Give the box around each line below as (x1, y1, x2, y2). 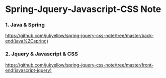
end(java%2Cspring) (5, 38, 49, 44)
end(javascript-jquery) (5, 67, 52, 73)
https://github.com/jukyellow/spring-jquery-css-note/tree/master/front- (5, 61, 154, 68)
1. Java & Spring (5, 21, 45, 28)
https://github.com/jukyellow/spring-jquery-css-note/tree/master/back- (5, 32, 154, 38)
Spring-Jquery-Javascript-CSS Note (5, 3, 161, 15)
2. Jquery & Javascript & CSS (5, 50, 78, 57)
